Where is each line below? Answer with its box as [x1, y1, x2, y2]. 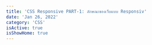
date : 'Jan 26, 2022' [6, 14, 59, 20]
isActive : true [6, 25, 43, 31]
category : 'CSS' [6, 19, 45, 25]
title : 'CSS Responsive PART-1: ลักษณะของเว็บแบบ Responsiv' [6, 8, 147, 15]
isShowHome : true [6, 30, 48, 36]
